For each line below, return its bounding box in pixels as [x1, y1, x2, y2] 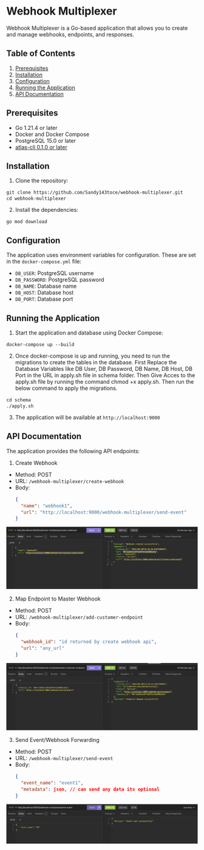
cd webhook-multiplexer [6, 195, 67, 202]
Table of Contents [6, 49, 76, 59]
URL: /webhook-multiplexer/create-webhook [15, 477, 124, 484]
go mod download [6, 219, 47, 225]
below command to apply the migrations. [15, 384, 118, 392]
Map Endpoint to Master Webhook [15, 595, 101, 602]
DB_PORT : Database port [15, 296, 73, 303]
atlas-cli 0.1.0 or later [15, 143, 68, 151]
